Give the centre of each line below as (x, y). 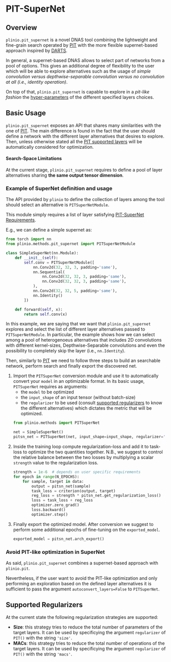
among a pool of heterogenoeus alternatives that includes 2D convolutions (84, 340)
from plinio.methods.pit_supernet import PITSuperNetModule (71, 244)
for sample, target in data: (53, 481)
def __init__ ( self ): (37, 258)
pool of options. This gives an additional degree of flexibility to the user (80, 66)
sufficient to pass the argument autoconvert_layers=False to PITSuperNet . (83, 589)
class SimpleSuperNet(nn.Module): (42, 253)
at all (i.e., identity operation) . (37, 82)
